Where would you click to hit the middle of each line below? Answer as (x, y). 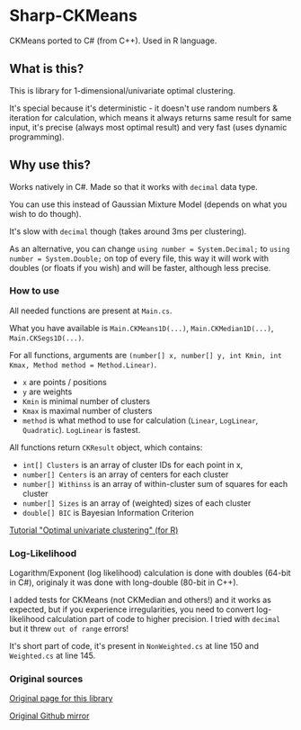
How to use (35, 291)
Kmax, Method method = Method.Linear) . (83, 365)
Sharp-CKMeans (73, 16)
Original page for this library (61, 698)
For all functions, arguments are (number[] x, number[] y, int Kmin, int (146, 355)
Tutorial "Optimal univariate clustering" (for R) (94, 530)
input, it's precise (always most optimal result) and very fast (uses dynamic (148, 127)
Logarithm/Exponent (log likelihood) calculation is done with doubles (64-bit (150, 573)
